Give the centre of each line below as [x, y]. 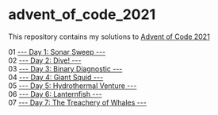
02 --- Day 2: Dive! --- [45, 60]
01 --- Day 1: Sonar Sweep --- [57, 52]
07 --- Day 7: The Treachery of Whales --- [77, 102]
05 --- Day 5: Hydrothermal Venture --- [73, 86]
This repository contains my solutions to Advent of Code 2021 [109, 36]
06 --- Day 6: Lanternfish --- [55, 94]
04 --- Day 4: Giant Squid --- [56, 77]
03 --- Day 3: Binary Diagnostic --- [65, 68]
